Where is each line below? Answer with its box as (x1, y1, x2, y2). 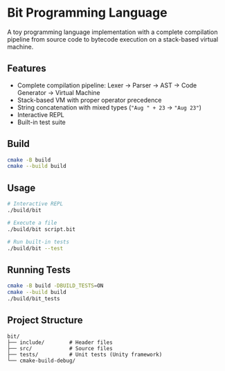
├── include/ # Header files (7, 338, 113, 346)
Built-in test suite (17, 118, 66, 126)
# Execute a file (7, 219, 57, 226)
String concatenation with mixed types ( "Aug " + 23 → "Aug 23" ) (17, 103, 202, 112)
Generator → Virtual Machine (17, 88, 100, 96)
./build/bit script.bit (7, 225, 76, 233)
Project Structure (7, 314, 83, 327)
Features (7, 62, 46, 74)
